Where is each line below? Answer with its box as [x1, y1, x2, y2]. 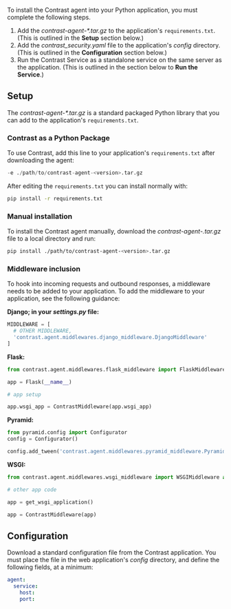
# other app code [7, 486, 57, 493]
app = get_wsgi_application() [7, 499, 94, 506]
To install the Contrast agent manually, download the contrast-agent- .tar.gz [7, 227, 221, 236]
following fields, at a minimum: [7, 563, 94, 571]
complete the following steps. [7, 13, 91, 21]
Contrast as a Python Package [7, 133, 110, 143]
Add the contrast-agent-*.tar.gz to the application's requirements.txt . [16, 27, 216, 34]
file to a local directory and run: [7, 234, 96, 243]
